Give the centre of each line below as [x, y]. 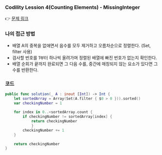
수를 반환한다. [25, 70]
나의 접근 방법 [20, 34]
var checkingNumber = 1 [38, 103]
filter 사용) [22, 51]
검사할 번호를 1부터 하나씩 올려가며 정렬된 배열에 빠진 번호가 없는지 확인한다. [84, 58]
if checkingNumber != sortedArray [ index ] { [67, 117]
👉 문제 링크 [17, 19]
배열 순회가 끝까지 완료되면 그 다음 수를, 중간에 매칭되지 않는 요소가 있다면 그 [85, 64]
